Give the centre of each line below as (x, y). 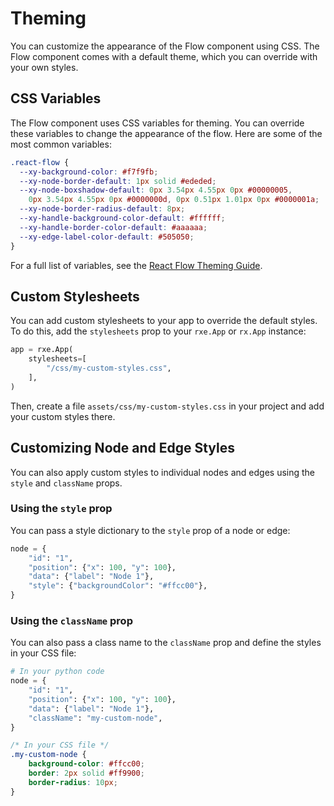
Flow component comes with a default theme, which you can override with (164, 56)
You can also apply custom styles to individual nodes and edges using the (163, 472)
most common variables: (61, 144)
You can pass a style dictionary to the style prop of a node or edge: (150, 530)
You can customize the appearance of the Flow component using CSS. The (165, 46)
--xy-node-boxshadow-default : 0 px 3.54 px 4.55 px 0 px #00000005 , (156, 190)
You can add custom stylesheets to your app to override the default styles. (164, 321)
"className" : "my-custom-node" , (95, 718)
